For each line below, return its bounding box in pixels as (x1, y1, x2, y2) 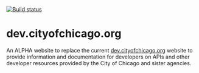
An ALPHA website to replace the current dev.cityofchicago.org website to (6, 46, 193, 54)
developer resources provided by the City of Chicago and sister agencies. (6, 59, 192, 66)
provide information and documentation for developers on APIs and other (6, 53, 190, 60)
